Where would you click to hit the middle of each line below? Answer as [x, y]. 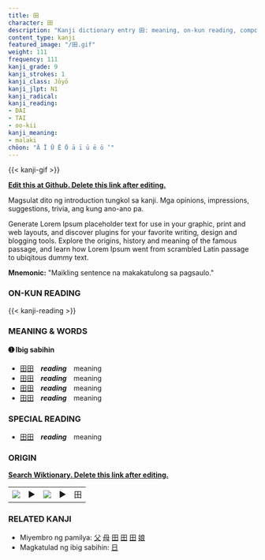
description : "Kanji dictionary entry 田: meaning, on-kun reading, [122, 30]
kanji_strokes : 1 [37, 74]
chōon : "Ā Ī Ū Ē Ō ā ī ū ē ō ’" [61, 147]
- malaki [22, 140]
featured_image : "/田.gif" [52, 45]
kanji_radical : [33, 96]
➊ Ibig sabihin [32, 350]
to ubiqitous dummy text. [49, 258]
